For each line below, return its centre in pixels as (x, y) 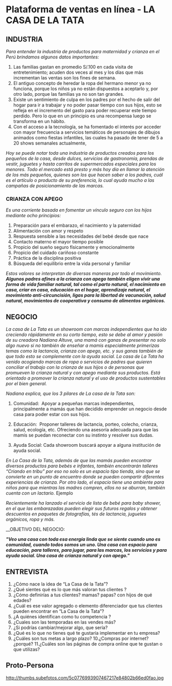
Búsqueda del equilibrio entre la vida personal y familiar (72, 264)
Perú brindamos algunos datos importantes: (52, 57)
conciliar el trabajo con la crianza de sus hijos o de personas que (75, 367)
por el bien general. (26, 384)
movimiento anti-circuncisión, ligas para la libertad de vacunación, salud (86, 295)
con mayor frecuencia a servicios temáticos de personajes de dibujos (87, 132)
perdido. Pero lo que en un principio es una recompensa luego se (82, 116)
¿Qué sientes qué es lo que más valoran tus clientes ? (70, 589)
